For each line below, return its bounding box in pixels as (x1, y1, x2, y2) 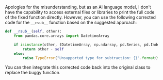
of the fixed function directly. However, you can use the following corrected (5, 15, 156, 20)
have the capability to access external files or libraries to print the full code (5, 9, 155, 15)
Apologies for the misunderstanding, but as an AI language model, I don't (5, 4, 151, 10)
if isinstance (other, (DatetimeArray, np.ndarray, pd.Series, (14, 42, 142, 47)
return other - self (22, 47, 64, 51)
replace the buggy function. (5, 70, 61, 76)
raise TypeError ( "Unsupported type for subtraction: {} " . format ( (22, 56, 158, 61)
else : (14, 51, 25, 56)
